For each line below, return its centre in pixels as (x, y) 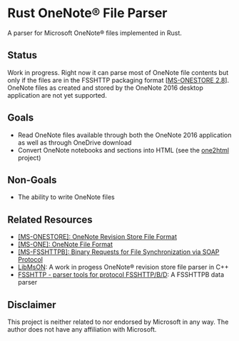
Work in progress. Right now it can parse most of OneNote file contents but (118, 72)
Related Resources (50, 219)
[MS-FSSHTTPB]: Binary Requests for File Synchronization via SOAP (118, 252)
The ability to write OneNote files (66, 197)
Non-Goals (32, 180)
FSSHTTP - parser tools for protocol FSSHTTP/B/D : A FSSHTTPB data (121, 275)
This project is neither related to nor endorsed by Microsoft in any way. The (118, 322)
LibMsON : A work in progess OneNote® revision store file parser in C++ (123, 267)
